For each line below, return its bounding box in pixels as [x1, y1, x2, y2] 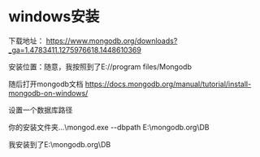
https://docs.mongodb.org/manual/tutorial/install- [84, 79, 252, 89]
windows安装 [8, 7, 100, 26]
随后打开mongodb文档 [8, 79, 84, 89]
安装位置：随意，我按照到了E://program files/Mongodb [8, 62, 193, 72]
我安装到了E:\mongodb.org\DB [8, 139, 111, 149]
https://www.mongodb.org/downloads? [45, 36, 178, 46]
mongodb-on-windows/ [8, 88, 89, 98]
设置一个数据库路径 [8, 105, 73, 115]
